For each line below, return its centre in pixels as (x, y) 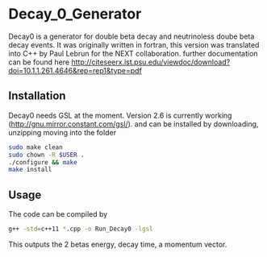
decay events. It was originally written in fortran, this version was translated (134, 44)
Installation (37, 96)
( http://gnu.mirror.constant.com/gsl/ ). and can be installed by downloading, (133, 124)
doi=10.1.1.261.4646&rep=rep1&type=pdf (75, 70)
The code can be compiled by (58, 214)
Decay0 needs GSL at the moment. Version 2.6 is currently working (120, 115)
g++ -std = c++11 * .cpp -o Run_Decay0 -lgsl (81, 229)
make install (30, 170)
